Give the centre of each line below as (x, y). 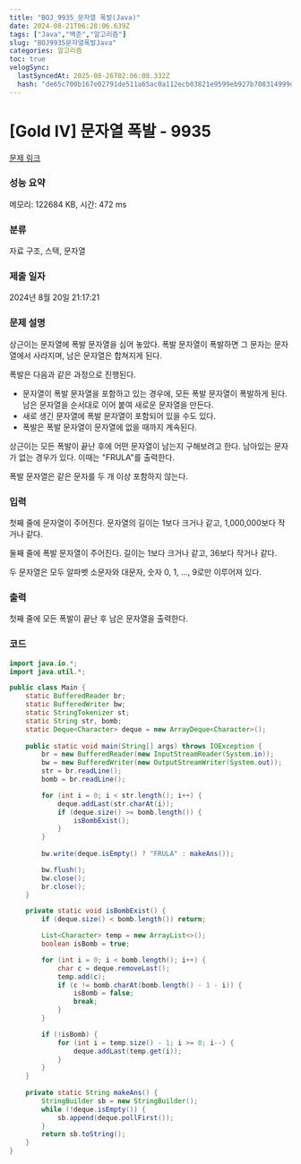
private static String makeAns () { (92, 1093)
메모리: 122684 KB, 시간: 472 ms (68, 204)
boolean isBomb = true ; (86, 944)
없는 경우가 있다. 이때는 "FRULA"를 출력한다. (96, 457)
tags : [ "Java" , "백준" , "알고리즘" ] (68, 34)
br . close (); (64, 886)
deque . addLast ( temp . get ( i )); (127, 1051)
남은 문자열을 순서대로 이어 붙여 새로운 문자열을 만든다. (118, 405)
